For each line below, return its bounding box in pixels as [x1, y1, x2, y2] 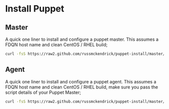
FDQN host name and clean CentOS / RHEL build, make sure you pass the [5, 84, 158, 90]
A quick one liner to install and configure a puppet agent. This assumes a [5, 78, 157, 84]
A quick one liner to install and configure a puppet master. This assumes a [5, 36, 159, 42]
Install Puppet [5, 3, 64, 15]
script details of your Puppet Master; [5, 89, 81, 95]
